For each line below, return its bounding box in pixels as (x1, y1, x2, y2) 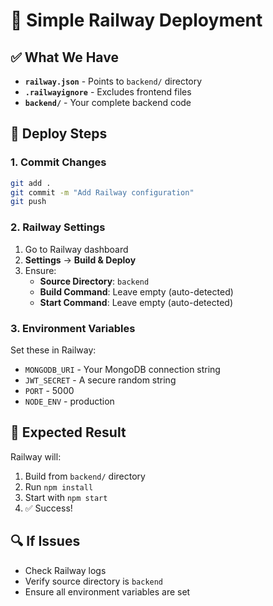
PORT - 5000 (24, 384, 75, 396)
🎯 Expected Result (10, 424, 127, 441)
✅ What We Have (10, 49, 119, 66)
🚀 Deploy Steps (10, 125, 108, 143)
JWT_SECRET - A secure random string (24, 374, 177, 386)
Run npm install (24, 480, 94, 493)
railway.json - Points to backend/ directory (24, 75, 203, 87)
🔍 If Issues (10, 533, 81, 550)
